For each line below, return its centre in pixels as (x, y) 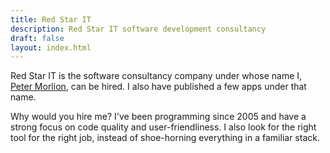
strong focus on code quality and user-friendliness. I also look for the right (163, 127)
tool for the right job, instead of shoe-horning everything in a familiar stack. (165, 138)
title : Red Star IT (51, 19)
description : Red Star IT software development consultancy (138, 29)
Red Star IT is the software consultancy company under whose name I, (156, 76)
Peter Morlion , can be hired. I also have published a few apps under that (158, 87)
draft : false (37, 38)
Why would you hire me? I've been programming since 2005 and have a (158, 117)
